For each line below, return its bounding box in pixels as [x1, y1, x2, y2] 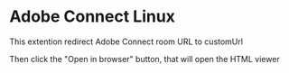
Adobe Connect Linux [9, 6, 176, 27]
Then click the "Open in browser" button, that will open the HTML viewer [9, 53, 280, 64]
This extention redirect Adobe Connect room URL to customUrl [9, 36, 244, 47]
